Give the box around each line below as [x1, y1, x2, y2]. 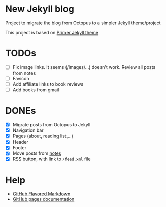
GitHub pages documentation [12, 196, 75, 202]
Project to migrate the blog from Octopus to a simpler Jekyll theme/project [5, 20, 161, 26]
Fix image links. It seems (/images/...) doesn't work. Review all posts [12, 64, 156, 70]
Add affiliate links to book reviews [12, 81, 84, 87]
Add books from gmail [12, 87, 59, 93]
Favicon [12, 75, 29, 81]
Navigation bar [12, 127, 44, 133]
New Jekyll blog [5, 3, 75, 15]
